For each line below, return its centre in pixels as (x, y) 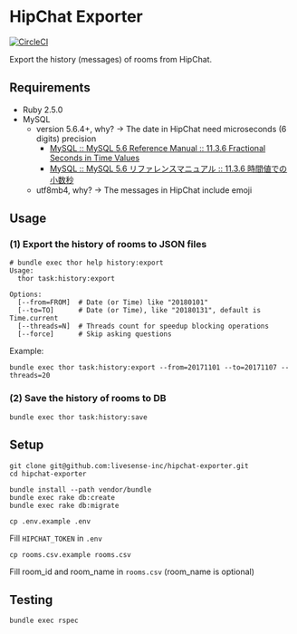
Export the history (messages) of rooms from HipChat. (111, 59)
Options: (26, 295)
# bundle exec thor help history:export (87, 263)
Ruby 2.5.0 (43, 110)
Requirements (50, 88)
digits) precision (66, 139)
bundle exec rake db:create (62, 497)
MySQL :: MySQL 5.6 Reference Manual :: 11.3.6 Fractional (158, 148)
